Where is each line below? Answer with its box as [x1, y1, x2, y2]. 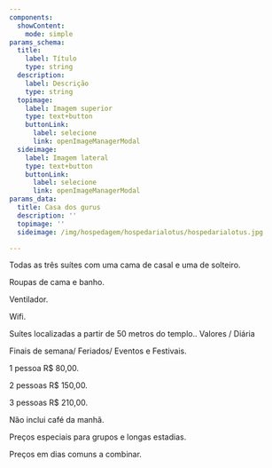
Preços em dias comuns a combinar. [9, 449, 142, 460]
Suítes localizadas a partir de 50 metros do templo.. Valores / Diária [9, 329, 255, 339]
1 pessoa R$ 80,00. [9, 363, 80, 374]
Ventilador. [9, 294, 49, 305]
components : [9, 12, 53, 22]
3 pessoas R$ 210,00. [9, 397, 89, 409]
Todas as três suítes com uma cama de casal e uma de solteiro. [9, 259, 241, 271]
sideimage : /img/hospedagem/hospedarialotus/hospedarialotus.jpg [17, 227, 264, 236]
